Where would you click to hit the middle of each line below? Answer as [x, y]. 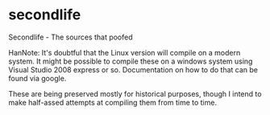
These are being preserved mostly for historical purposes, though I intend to [135, 93]
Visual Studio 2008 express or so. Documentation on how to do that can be [133, 69]
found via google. [37, 78]
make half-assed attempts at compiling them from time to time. [113, 102]
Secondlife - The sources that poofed [71, 37]
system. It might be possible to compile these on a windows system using [131, 61]
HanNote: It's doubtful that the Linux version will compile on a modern [125, 52]
